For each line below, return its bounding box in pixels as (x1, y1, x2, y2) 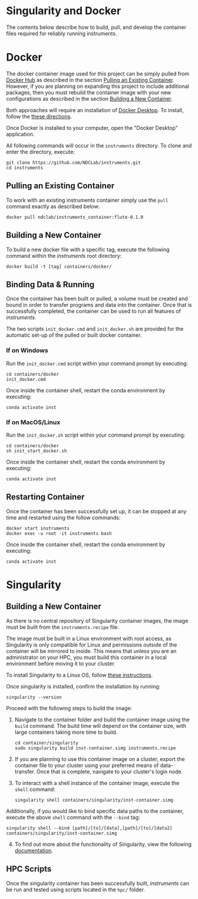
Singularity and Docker (6, 4, 121, 18)
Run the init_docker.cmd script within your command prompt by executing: (6, 360, 189, 367)
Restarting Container (6, 492, 85, 502)
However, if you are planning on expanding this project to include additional (6, 83, 190, 90)
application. (6, 130, 35, 137)
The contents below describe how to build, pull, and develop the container (6, 24, 187, 31)
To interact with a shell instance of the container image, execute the (14, 779, 180, 786)
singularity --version (6, 694, 62, 700)
